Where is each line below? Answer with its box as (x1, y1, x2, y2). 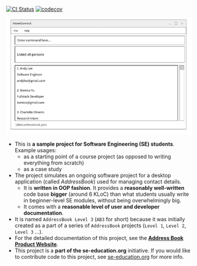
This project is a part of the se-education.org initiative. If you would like (14, 247, 191, 254)
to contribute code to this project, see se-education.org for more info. (14, 254, 184, 261)
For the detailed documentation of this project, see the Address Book (14, 235, 184, 242)
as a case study (23, 166, 62, 173)
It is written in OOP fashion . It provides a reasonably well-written (23, 185, 185, 192)
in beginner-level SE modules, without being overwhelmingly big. (23, 197, 182, 204)
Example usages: (14, 147, 57, 154)
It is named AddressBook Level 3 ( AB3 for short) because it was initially (14, 216, 185, 223)
